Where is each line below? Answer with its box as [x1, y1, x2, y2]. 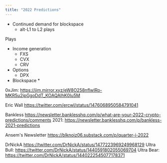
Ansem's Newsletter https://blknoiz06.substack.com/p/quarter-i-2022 [5, 132, 149, 138]
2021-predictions [5, 122, 40, 128]
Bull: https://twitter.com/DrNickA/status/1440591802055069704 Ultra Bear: [5, 147, 160, 153]
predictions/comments [5, 117, 51, 123]
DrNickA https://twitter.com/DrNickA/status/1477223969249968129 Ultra [5, 142, 156, 148]
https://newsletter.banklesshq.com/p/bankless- [64, 117, 162, 123]
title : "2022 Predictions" [5, 7, 61, 12]
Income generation [12, 45, 51, 51]
